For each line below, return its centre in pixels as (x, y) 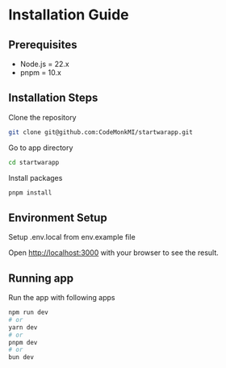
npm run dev (28, 312)
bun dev (21, 358)
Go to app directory (41, 148)
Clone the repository (42, 117)
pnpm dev (23, 342)
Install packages (36, 178)
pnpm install (30, 192)
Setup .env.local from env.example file (72, 237)
